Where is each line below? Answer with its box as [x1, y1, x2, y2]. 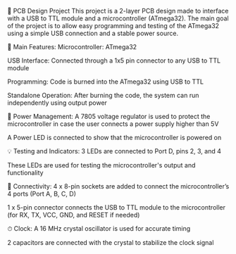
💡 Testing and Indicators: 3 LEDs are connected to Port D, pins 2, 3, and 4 [7, 147, 222, 155]
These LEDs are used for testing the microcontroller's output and [7, 161, 196, 169]
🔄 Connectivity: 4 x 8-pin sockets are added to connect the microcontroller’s [7, 182, 230, 190]
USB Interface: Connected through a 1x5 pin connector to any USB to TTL [7, 56, 221, 65]
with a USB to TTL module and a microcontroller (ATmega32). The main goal [7, 14, 229, 23]
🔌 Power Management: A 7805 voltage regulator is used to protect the [7, 113, 211, 120]
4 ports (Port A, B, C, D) [7, 190, 76, 198]
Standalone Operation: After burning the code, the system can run [7, 91, 199, 99]
